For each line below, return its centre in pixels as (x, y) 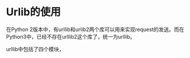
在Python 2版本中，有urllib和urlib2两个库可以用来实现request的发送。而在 (95, 29)
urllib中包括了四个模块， (35, 49)
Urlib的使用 (34, 12)
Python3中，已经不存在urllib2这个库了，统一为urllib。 (71, 36)
